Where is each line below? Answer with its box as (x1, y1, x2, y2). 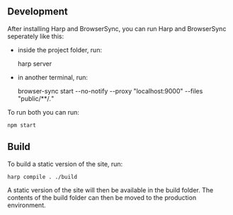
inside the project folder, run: (17, 45, 103, 54)
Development (7, 6, 69, 18)
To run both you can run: (7, 107, 80, 116)
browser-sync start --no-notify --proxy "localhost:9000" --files (17, 86, 203, 95)
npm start (7, 122, 37, 129)
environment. (7, 201, 46, 209)
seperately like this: (7, 32, 64, 40)
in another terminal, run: (17, 73, 89, 81)
